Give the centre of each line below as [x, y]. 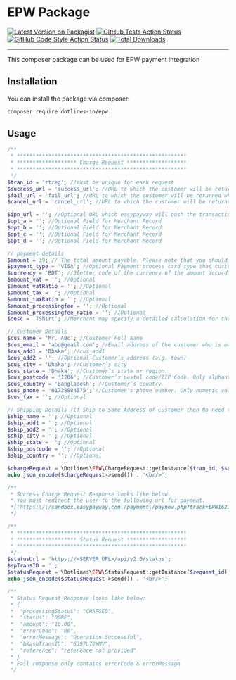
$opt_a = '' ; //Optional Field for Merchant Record [84, 221]
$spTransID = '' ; [33, 566]
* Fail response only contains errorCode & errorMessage [95, 663]
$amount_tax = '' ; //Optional [52, 293]
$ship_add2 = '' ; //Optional [50, 429]
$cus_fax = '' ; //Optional [47, 397]
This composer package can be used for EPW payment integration [104, 59]
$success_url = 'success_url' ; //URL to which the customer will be [110, 189]
